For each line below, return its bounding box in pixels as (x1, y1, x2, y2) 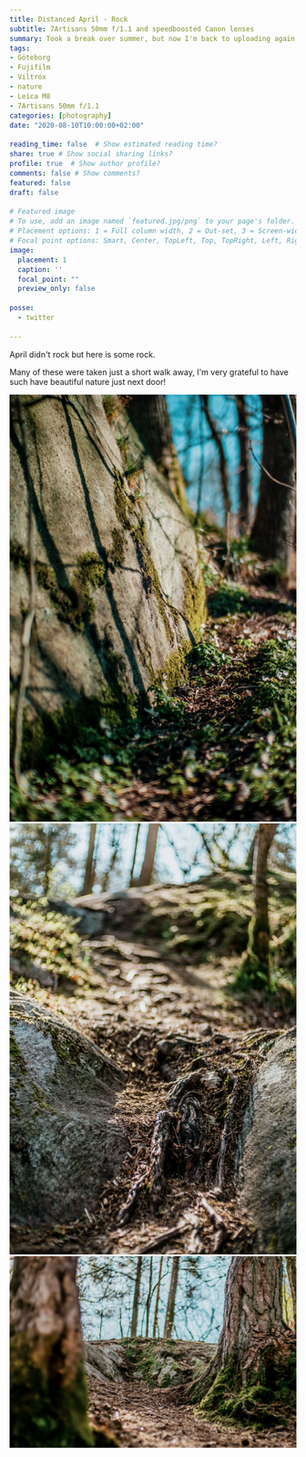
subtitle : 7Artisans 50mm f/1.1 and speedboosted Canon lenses (9, 24, 255, 34)
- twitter (17, 313, 55, 322)
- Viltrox (9, 73, 47, 82)
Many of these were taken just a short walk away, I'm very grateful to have (9, 366, 289, 378)
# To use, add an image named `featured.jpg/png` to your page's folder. (9, 217, 296, 226)
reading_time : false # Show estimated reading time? (9, 140, 219, 150)
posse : (9, 304, 35, 313)
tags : (9, 44, 30, 53)
